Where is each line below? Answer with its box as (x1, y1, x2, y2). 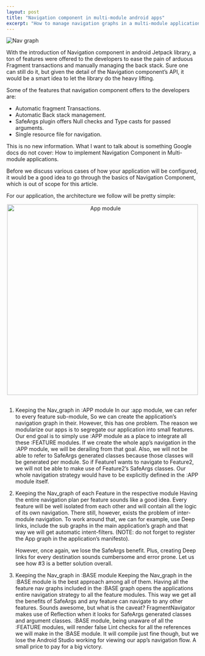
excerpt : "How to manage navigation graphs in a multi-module (6, 20, 168, 26)
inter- (176, 509, 191, 516)
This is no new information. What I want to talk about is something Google (6, 143, 192, 150)
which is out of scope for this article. (6, 181, 99, 188)
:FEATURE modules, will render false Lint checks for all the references (15, 624, 191, 631)
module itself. (15, 478, 49, 485)
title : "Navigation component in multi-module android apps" (6, 15, 165, 21)
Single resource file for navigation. (15, 131, 102, 138)
